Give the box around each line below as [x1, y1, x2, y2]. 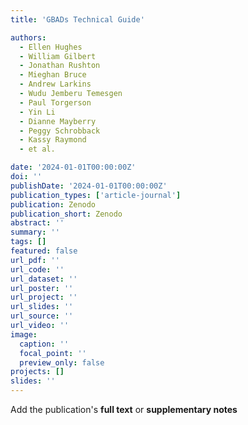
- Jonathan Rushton [19, 61, 101, 71]
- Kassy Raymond [19, 135, 87, 145]
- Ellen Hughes [19, 42, 83, 52]
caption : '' [19, 339, 70, 349]
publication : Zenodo [10, 199, 97, 210]
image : [10, 329, 38, 340]
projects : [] [10, 367, 65, 377]
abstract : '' [10, 218, 65, 228]
